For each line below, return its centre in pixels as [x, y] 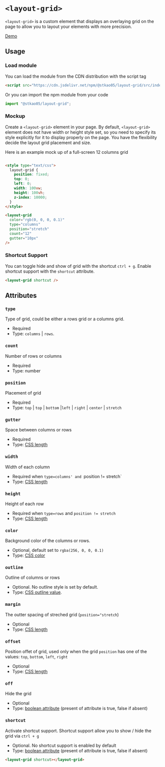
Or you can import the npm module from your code [57, 94]
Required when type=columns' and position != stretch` [67, 476]
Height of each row [25, 504]
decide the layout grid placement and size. [48, 142]
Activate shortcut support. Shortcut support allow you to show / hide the [78, 731]
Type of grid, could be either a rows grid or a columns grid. [65, 319]
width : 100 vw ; [28, 188]
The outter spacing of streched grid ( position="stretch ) [62, 614]
